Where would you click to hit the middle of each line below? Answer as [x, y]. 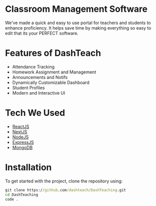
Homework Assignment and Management [54, 72]
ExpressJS [23, 142]
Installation [28, 167]
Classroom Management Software [76, 9]
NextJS [20, 132]
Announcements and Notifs [40, 77]
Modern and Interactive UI [39, 93]
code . [12, 199]
